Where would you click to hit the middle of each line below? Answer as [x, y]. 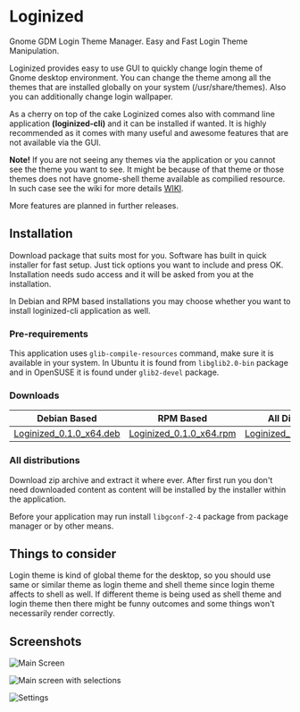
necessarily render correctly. [62, 614]
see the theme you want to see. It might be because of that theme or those [146, 169]
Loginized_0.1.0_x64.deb [67, 434]
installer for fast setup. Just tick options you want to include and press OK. [146, 265]
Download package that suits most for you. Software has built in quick [138, 255]
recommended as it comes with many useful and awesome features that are [149, 132]
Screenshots [46, 641]
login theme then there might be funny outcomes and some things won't [142, 604]
